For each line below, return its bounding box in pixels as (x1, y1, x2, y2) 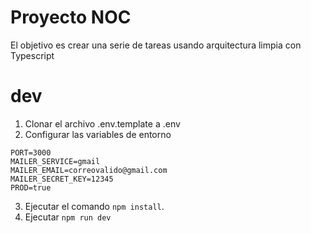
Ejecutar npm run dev (24, 211, 112, 223)
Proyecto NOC (10, 6, 132, 29)
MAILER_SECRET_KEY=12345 (10, 174, 114, 184)
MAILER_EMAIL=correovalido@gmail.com (10, 165, 168, 175)
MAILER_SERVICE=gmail (10, 156, 101, 166)
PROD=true (10, 182, 52, 193)
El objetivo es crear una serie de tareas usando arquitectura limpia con (10, 39, 302, 51)
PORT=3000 (10, 147, 52, 158)
